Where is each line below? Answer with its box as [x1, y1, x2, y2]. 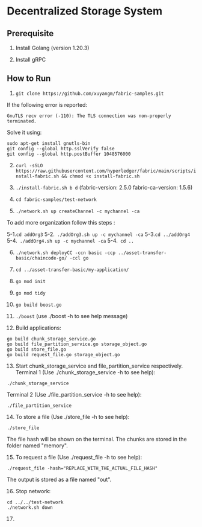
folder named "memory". [7, 442, 68, 449]
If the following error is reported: [7, 101, 88, 108]
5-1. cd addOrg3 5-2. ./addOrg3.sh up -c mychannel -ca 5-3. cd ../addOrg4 [7, 231, 191, 238]
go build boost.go [15, 302, 62, 308]
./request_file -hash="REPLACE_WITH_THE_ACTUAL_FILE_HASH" [7, 465, 158, 471]
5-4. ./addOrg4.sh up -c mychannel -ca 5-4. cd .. [7, 237, 134, 244]
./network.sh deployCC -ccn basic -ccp [15, 249, 116, 256]
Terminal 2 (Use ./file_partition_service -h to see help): [7, 391, 142, 398]
